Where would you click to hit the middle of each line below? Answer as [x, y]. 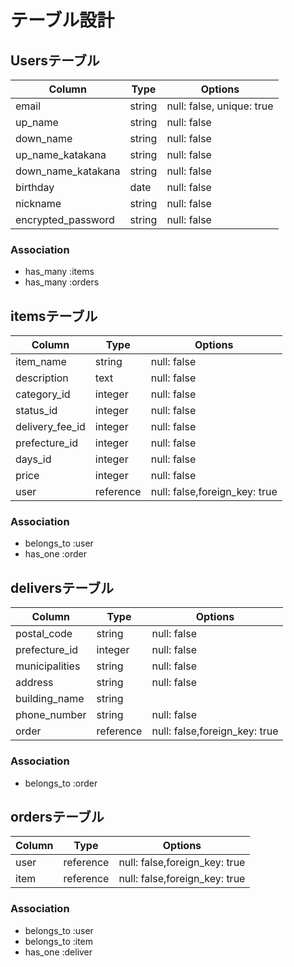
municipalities [48, 666]
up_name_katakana [61, 154]
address [34, 683]
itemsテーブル [54, 316]
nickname [38, 203]
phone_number [51, 715]
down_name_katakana [68, 171]
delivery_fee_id [50, 427]
